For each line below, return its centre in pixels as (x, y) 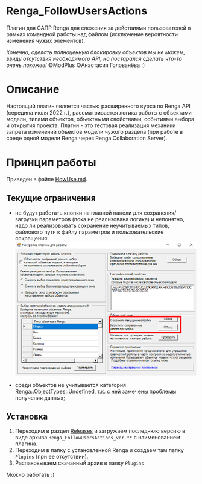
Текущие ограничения (51, 198)
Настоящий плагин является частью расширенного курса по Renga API (99, 106)
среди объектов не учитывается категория (71, 385)
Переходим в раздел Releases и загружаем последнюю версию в (100, 431)
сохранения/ (160, 213)
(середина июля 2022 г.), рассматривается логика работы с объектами (99, 112)
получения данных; (40, 398)
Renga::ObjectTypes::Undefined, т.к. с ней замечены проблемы (96, 391)
